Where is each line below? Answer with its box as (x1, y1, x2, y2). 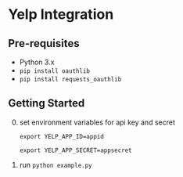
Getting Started (8, 96, 85, 110)
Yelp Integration (8, 5, 114, 23)
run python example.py (19, 160, 92, 169)
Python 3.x (19, 57, 55, 67)
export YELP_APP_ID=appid (19, 132, 104, 140)
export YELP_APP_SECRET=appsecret (19, 146, 132, 154)
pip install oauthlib (19, 67, 90, 75)
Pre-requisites (8, 37, 80, 50)
